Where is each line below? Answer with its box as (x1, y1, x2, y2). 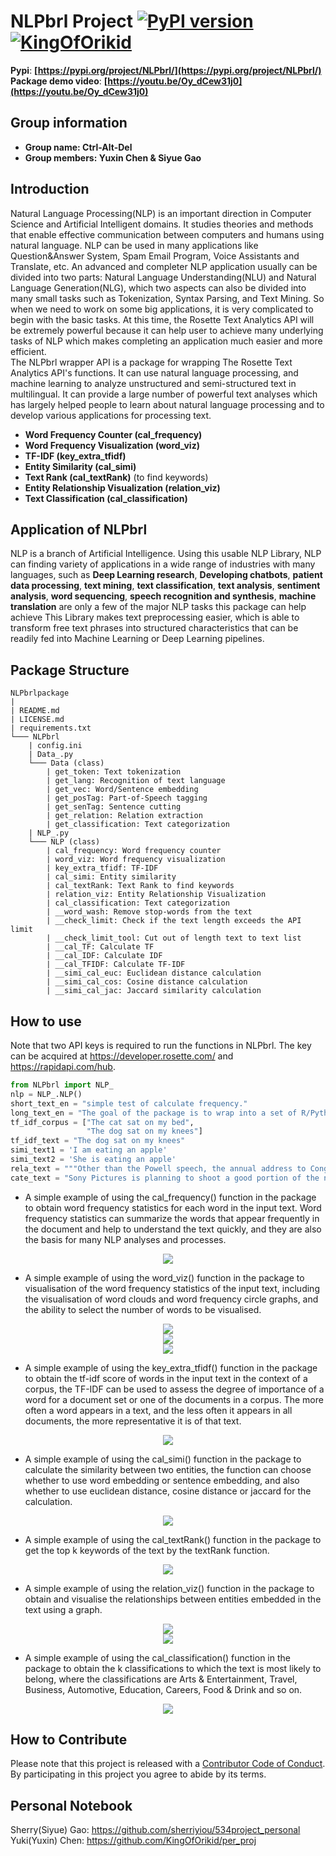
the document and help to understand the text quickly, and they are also (24, 1223, 322, 1235)
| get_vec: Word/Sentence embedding (46, 785, 199, 795)
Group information (10, 115, 128, 132)
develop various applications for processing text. (10, 409, 212, 421)
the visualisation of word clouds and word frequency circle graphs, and (24, 1293, 319, 1305)
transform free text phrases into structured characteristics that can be (10, 622, 299, 634)
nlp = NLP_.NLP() (10, 1089, 83, 1099)
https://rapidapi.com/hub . (10, 1061, 116, 1072)
